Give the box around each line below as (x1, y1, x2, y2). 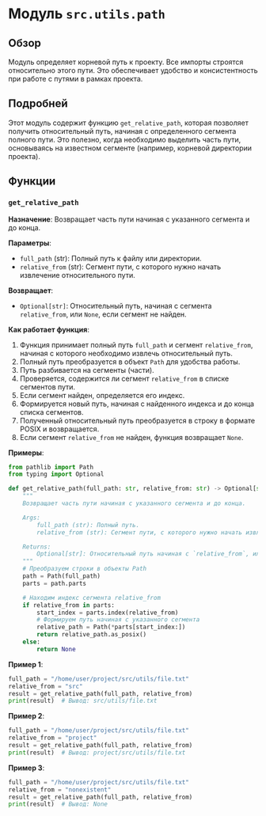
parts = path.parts (22, 579, 87, 587)
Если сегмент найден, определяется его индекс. (19, 390, 185, 400)
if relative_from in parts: (22, 601, 115, 609)
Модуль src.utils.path (8, 5, 166, 23)
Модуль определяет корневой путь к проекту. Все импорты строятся (8, 57, 244, 66)
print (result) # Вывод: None (8, 800, 108, 808)
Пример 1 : (8, 659, 44, 669)
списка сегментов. (19, 407, 84, 416)
